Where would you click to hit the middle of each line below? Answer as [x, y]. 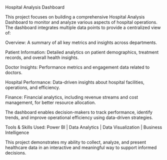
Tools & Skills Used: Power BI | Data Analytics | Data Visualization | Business [84, 127]
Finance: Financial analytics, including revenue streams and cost [72, 97]
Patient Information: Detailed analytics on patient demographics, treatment [82, 52]
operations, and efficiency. [33, 87]
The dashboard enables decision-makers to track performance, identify [79, 112]
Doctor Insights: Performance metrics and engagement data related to [77, 67]
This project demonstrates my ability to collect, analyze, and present [76, 142]
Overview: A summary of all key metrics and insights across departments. [81, 42]
